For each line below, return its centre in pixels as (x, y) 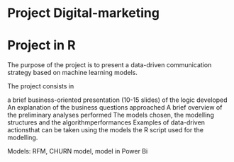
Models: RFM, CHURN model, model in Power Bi (78, 151)
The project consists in (41, 86)
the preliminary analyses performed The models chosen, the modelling (111, 115)
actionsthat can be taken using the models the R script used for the (106, 130)
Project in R (41, 46)
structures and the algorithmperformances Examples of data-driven (106, 122)
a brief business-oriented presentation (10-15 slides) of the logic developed (117, 100)
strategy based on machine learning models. (73, 73)
